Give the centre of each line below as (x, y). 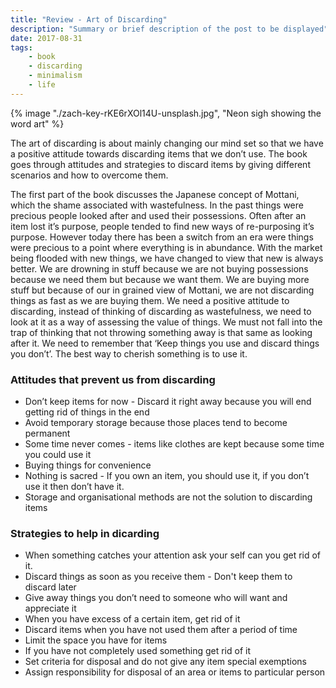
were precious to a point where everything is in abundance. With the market (166, 247)
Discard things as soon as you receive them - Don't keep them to (158, 577)
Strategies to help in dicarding (85, 533)
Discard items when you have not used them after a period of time (161, 630)
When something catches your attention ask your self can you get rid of (173, 555)
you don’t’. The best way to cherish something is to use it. (129, 353)
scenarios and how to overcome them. (89, 175)
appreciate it (50, 608)
